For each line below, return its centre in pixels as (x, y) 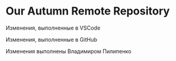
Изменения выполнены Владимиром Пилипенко (69, 51)
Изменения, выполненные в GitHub (52, 39)
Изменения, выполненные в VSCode (53, 28)
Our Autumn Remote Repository (88, 11)
